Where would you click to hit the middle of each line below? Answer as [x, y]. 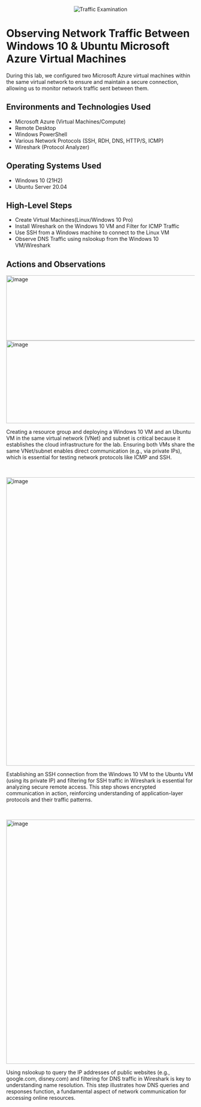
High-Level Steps [39, 205]
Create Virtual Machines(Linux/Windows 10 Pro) [74, 220]
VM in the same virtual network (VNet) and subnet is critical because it [93, 438]
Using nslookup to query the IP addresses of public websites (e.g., [88, 1072]
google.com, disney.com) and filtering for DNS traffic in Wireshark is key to [99, 1079]
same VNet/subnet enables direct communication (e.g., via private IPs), [94, 451]
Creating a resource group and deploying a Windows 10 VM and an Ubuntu [99, 432]
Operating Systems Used [54, 166]
